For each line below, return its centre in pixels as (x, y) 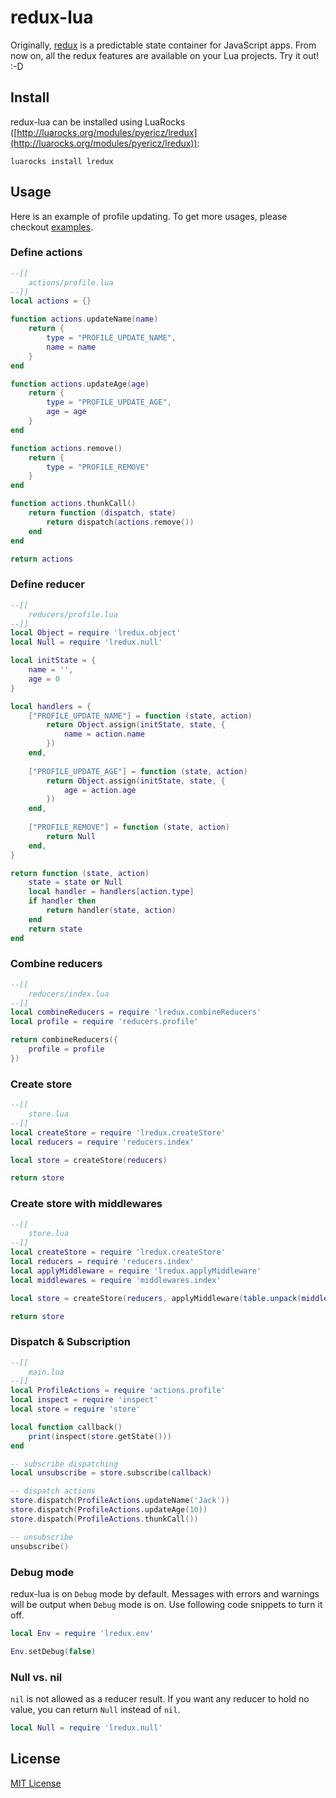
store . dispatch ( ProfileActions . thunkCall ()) (104, 1519)
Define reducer (47, 584)
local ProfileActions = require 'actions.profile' (118, 1391)
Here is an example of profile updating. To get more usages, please (149, 216)
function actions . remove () (66, 448)
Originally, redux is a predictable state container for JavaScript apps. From (163, 45)
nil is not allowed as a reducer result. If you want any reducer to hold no (160, 1698)
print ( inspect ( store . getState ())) (100, 1436)
